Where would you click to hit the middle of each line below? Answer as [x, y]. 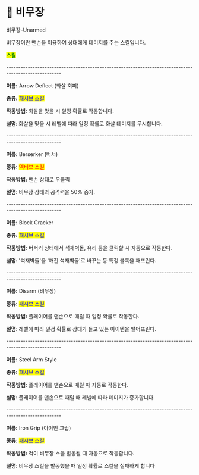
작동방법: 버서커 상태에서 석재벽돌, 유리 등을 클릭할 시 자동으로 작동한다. [89, 248]
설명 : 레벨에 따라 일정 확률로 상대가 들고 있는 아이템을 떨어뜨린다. [81, 329]
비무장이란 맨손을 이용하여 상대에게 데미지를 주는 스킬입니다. [76, 42]
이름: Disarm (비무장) [31, 291]
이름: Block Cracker [30, 222]
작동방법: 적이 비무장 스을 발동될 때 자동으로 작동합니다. [70, 453]
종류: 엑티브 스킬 [25, 167]
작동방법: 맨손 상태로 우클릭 [38, 179]
